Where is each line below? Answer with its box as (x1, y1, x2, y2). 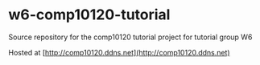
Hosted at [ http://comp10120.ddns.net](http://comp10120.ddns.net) (8, 47, 231, 57)
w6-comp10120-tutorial (8, 6, 171, 24)
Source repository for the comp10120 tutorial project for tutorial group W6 (8, 32, 253, 42)
